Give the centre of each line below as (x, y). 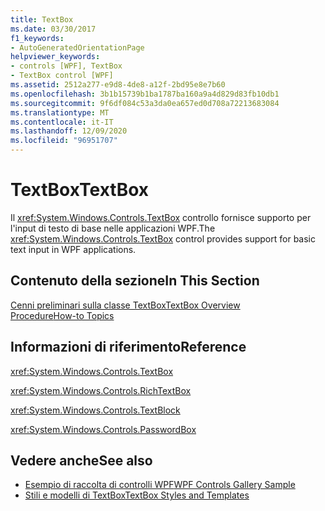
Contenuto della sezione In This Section (135, 281)
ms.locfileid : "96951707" (64, 141)
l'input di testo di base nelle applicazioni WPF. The (113, 228)
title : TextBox (42, 19)
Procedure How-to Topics (62, 315)
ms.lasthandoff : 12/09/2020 (69, 131)
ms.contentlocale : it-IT (62, 122)
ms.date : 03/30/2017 (53, 29)
